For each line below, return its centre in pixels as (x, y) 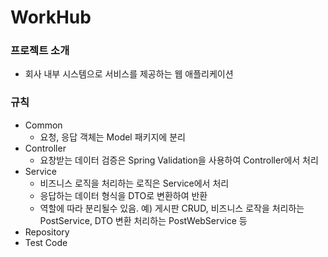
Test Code (46, 242)
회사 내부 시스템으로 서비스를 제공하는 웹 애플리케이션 (129, 74)
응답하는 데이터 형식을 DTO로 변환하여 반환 (123, 195)
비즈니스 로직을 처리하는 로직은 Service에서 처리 (134, 183)
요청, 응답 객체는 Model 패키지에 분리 (112, 137)
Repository (47, 232)
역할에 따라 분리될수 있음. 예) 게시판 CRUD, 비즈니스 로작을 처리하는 (172, 208)
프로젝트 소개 (40, 51)
